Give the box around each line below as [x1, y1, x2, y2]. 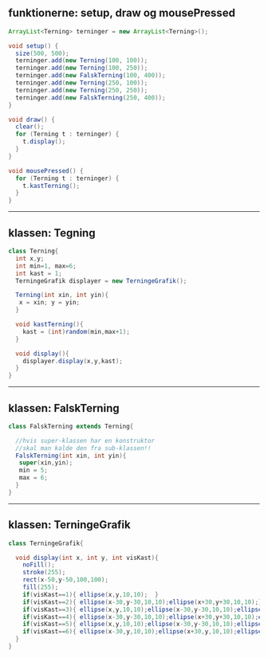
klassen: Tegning [8, 226, 96, 240]
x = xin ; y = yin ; [18, 299, 81, 307]
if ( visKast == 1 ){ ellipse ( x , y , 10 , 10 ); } [22, 590, 159, 598]
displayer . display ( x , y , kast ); [22, 357, 124, 365]
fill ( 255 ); [22, 583, 59, 591]
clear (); [15, 123, 45, 131]
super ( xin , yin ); [18, 459, 73, 467]
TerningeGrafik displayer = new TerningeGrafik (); [15, 276, 187, 285]
